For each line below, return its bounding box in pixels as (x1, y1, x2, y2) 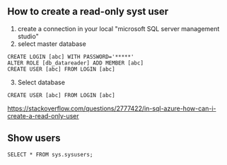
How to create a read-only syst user (7, 6, 169, 18)
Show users (7, 132, 61, 144)
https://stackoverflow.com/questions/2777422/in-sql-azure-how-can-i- (7, 104, 216, 113)
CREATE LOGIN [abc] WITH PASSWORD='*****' (7, 53, 134, 60)
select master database (17, 39, 86, 48)
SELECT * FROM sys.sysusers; (7, 151, 93, 158)
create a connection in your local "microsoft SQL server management (17, 24, 220, 33)
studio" (17, 32, 39, 40)
